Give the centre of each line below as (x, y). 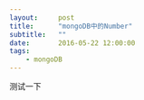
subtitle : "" (38, 34)
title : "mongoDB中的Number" (71, 26)
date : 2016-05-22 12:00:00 (72, 43)
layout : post (42, 18)
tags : (19, 51)
